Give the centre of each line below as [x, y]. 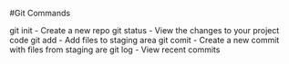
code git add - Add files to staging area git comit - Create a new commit [144, 40]
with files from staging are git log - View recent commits [115, 50]
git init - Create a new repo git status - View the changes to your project [144, 30]
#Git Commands [40, 13]
